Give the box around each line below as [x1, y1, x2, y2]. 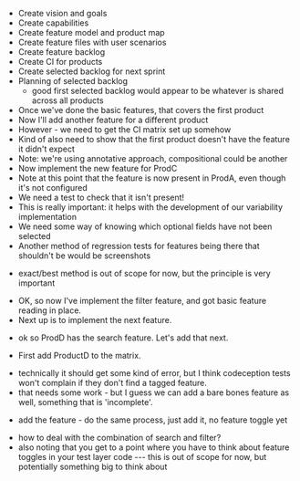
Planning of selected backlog [17, 76, 129, 86]
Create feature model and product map [17, 27, 166, 37]
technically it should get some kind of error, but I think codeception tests [17, 368, 291, 378]
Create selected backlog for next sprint [17, 66, 166, 77]
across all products [31, 95, 104, 106]
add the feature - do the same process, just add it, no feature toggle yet [17, 414, 288, 425]
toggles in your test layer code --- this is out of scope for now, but [17, 452, 267, 462]
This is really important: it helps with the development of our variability [17, 202, 284, 213]
